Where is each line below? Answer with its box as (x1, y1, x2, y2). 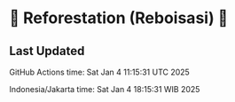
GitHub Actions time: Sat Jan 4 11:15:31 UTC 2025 (9, 67, 191, 77)
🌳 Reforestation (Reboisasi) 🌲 (9, 8, 229, 28)
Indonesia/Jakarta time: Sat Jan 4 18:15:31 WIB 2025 (9, 84, 200, 94)
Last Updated (9, 43, 85, 59)
